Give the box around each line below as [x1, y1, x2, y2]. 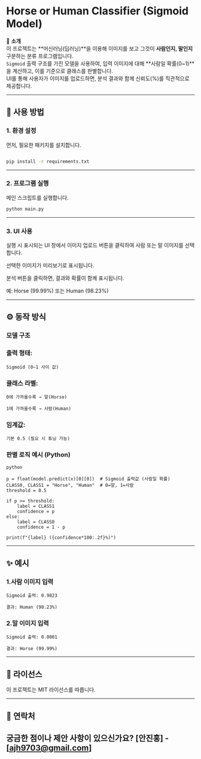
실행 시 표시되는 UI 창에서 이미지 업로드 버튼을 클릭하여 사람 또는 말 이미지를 [6, 241, 184, 249]
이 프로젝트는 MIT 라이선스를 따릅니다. [6, 686, 96, 693]
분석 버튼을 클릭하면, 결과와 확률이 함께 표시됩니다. [6, 274, 124, 282]
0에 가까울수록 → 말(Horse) [6, 394, 68, 400]
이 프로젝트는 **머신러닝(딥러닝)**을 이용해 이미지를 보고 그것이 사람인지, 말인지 [6, 45, 193, 52]
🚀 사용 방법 [6, 107, 45, 117]
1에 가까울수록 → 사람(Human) [6, 406, 72, 411]
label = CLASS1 [17, 504, 55, 510]
